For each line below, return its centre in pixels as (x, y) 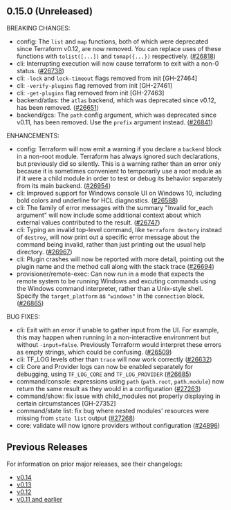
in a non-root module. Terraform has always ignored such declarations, (118, 156)
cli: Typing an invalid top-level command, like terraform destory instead (119, 229)
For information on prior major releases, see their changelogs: (94, 464)
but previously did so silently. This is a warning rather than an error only (119, 163)
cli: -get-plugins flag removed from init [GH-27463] (90, 93)
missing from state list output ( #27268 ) (76, 418)
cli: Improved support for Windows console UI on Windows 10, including (119, 193)
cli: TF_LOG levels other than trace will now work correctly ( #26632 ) (114, 359)
